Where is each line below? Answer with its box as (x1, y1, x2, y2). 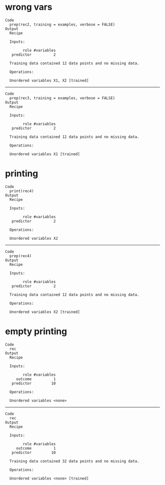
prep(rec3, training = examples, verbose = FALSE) (9, 96, 115, 100)
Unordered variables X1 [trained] (9, 152, 80, 157)
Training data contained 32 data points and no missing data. (9, 458, 139, 464)
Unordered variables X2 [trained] (9, 309, 80, 314)
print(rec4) (9, 189, 34, 194)
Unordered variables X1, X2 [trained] (9, 78, 89, 83)
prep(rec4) (9, 253, 32, 259)
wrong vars (5, 1, 53, 13)
